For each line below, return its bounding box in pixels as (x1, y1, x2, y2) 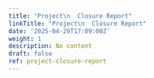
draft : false (8, 50, 53, 58)
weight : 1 (8, 34, 42, 43)
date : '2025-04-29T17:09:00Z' (8, 27, 111, 35)
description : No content (8, 42, 92, 50)
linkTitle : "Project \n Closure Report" (8, 19, 148, 28)
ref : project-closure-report (8, 58, 107, 66)
